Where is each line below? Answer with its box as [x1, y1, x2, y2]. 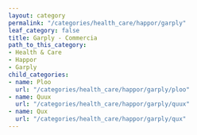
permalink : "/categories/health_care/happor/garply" [8, 19, 187, 27]
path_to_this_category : [8, 41, 87, 49]
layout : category [8, 11, 66, 20]
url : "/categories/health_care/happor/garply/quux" [15, 100, 191, 108]
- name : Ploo [8, 78, 52, 86]
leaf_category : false [8, 26, 80, 34]
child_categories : [8, 71, 69, 79]
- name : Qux [8, 108, 48, 116]
